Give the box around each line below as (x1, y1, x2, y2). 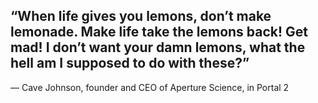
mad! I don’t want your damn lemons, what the (10, 39, 306, 56)
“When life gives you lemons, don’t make (10, 8, 272, 25)
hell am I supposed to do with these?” (10, 55, 250, 72)
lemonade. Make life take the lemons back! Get (10, 24, 309, 41)
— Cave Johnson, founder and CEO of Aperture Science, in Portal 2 (10, 81, 290, 93)
